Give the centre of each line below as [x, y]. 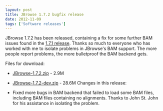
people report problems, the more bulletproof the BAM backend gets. [76, 54]
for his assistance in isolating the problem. [56, 103]
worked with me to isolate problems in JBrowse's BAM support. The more [81, 48]
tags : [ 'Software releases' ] [35, 24]
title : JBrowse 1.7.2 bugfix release [44, 14]
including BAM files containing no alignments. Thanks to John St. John [85, 98]
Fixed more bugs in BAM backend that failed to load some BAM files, [83, 92]
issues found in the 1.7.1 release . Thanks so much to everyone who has [78, 43]
